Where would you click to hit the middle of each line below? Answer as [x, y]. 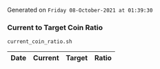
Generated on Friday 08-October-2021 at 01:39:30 [80, 10]
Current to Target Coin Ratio [55, 27]
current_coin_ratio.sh [40, 42]
